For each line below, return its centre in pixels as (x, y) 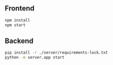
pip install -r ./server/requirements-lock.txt (56, 53)
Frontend (20, 8)
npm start (15, 25)
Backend (19, 41)
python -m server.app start (35, 58)
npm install (17, 20)
